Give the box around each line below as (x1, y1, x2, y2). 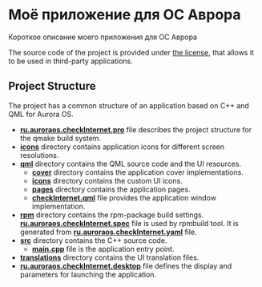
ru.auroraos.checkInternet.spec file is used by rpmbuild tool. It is (19, 218, 239, 228)
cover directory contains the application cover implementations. (31, 167, 244, 177)
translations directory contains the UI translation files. (19, 253, 200, 262)
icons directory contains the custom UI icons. (31, 176, 183, 185)
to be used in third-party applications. (8, 56, 134, 66)
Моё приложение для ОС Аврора (8, 6, 241, 24)
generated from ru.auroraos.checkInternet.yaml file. (19, 227, 198, 236)
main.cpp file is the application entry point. (31, 244, 175, 253)
